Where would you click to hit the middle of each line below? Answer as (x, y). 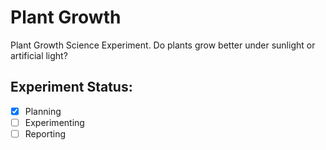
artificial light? (39, 55)
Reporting (45, 133)
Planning (43, 111)
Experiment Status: (71, 87)
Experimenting (54, 122)
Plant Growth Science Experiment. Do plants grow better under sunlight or (163, 45)
